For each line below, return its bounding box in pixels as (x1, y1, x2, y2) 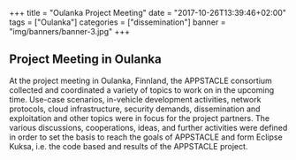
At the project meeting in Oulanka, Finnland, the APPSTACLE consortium (9, 75, 272, 86)
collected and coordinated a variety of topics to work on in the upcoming (9, 84, 275, 95)
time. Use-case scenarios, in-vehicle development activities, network (9, 94, 262, 104)
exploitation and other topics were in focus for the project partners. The (9, 112, 270, 123)
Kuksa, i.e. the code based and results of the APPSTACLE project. (9, 141, 248, 151)
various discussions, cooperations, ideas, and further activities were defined (9, 122, 288, 133)
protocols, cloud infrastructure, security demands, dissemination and (9, 103, 261, 114)
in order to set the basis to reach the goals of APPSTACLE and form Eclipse (9, 132, 283, 142)
